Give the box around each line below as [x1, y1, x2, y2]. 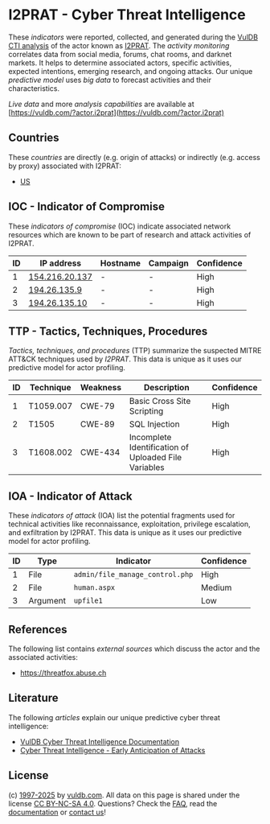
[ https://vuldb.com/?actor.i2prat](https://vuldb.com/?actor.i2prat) [8, 107, 225, 117]
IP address [39, 257, 82, 269]
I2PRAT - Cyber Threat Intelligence [8, 6, 247, 24]
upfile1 [73, 596, 103, 605]
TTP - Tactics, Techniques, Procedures [8, 324, 208, 338]
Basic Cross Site [129, 396, 191, 407]
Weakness [80, 382, 122, 393]
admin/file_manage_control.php [73, 570, 194, 579]
